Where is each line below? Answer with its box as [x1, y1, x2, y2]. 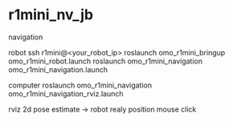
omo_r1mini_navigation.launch [8, 64, 108, 74]
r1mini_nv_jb [8, 6, 94, 24]
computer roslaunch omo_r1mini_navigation [8, 80, 153, 90]
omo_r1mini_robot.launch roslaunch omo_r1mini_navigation [8, 56, 203, 66]
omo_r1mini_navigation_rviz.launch [8, 88, 124, 98]
